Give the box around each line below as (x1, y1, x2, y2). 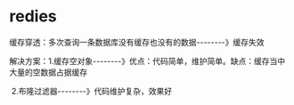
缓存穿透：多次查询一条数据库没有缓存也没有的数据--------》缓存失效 (9, 36, 265, 47)
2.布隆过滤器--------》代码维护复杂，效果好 (11, 85, 173, 96)
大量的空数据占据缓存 (9, 67, 87, 77)
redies (9, 6, 57, 27)
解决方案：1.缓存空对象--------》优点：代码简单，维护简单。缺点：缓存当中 (9, 55, 286, 66)
